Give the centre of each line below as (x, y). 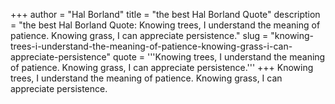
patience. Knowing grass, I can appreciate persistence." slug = (139, 35)
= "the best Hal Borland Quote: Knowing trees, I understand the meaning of (165, 25)
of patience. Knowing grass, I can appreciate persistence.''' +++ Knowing (162, 67)
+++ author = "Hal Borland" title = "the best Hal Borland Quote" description (165, 14)
